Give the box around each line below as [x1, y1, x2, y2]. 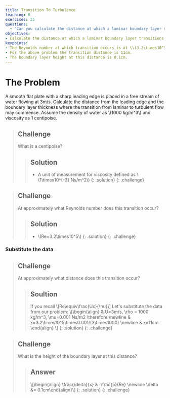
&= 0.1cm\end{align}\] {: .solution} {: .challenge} [30, 387, 130, 393]
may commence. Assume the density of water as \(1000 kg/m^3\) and [5, 110, 151, 116]
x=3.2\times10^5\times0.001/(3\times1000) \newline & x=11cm [30, 320, 159, 326]
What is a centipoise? [17, 143, 63, 149]
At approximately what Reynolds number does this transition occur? [17, 205, 159, 211]
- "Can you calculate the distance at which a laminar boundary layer [10, 26, 162, 32]
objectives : [5, 31, 30, 36]
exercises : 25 [5, 17, 35, 22]
